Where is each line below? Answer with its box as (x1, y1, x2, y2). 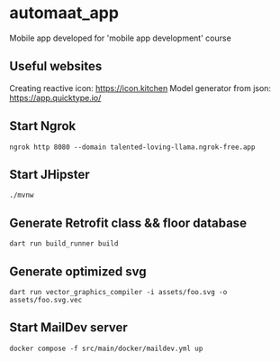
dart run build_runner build (9, 239, 119, 248)
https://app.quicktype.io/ (9, 92, 102, 103)
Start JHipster (9, 166, 90, 182)
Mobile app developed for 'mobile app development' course (9, 32, 231, 43)
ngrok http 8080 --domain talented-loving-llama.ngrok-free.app (9, 143, 256, 152)
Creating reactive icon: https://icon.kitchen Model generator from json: (9, 82, 272, 93)
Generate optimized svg (9, 264, 147, 279)
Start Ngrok (9, 118, 77, 134)
